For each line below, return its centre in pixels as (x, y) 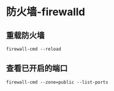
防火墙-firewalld (46, 12)
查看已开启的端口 (37, 69)
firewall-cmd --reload (34, 49)
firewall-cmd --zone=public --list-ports (57, 82)
